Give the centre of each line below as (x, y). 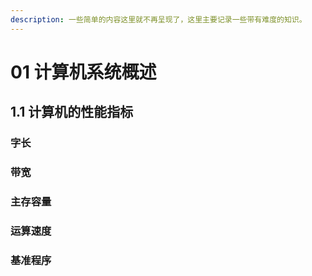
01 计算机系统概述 (83, 72)
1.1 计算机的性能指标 (72, 112)
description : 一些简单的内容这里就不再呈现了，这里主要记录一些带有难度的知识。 (158, 19)
